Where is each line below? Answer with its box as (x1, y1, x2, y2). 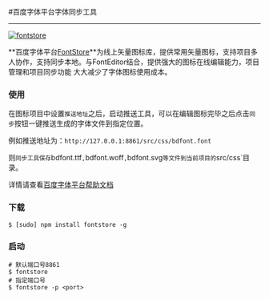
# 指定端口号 (8, 276, 46, 285)
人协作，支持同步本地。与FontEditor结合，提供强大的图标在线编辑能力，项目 (8, 57, 260, 67)
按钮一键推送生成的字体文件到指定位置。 (14, 119, 148, 128)
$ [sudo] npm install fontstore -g (8, 220, 127, 228)
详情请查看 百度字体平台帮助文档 (8, 180, 114, 190)
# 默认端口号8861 (8, 261, 60, 269)
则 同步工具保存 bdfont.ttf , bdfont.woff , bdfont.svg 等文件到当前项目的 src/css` (8, 153, 243, 163)
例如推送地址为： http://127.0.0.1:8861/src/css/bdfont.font (8, 135, 212, 146)
